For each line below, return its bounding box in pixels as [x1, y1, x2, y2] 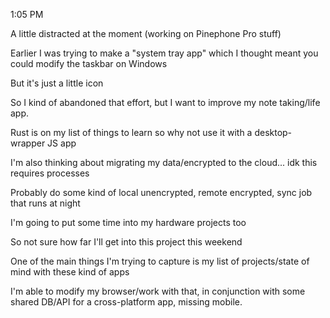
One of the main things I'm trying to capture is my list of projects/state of [10, 255, 310, 267]
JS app [47, 137, 77, 149]
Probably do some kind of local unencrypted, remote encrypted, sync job [10, 187, 313, 198]
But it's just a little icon [10, 77, 104, 89]
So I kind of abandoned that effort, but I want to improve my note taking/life [10, 97, 321, 108]
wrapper [10, 137, 46, 149]
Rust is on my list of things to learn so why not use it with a [10, 127, 253, 138]
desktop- [254, 127, 293, 138]
